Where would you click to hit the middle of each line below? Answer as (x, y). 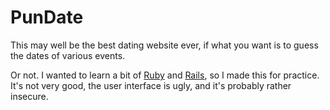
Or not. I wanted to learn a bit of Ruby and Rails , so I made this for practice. (165, 75)
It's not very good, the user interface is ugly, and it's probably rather (151, 85)
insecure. (29, 96)
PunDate (47, 17)
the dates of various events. (68, 55)
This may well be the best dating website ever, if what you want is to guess (164, 45)
